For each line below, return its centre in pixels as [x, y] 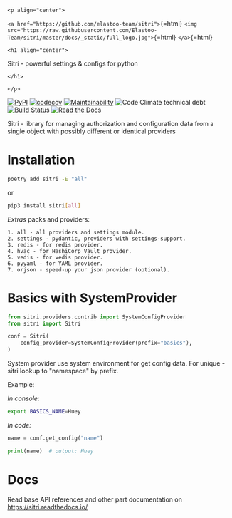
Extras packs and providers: [49, 219]
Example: [21, 384]
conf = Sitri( [28, 336]
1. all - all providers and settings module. [76, 232]
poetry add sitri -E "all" [47, 179]
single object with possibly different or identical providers [91, 131]
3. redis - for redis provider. [55, 245]
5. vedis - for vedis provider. [55, 257]
